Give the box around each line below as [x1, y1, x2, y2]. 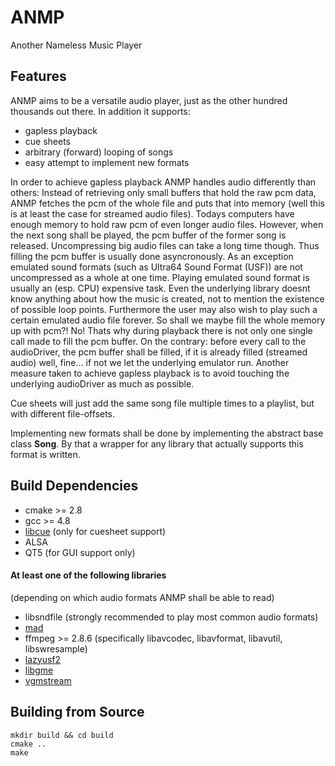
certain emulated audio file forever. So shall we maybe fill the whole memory [10, 314, 326, 326]
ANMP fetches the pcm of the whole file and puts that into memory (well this [10, 197, 325, 209]
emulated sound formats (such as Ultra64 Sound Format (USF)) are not [10, 261, 303, 273]
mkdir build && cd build [10, 730, 114, 740]
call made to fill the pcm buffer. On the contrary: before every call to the [10, 335, 307, 347]
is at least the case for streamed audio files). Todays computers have [10, 207, 295, 220]
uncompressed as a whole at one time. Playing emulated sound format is [10, 271, 310, 283]
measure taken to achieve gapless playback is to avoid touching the [10, 367, 290, 379]
